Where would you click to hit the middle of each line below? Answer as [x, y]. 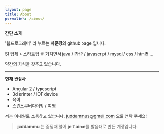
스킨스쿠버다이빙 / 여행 [34, 106]
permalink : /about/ [25, 19]
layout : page [18, 10]
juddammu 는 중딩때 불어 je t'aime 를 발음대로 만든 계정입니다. [77, 127]
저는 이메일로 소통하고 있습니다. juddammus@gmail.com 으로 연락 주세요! [76, 116]
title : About [18, 14]
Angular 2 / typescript [34, 89]
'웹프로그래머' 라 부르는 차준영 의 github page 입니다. [56, 43]
